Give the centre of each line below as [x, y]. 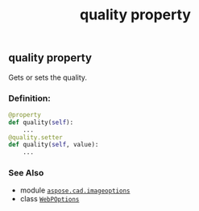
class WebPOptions [50, 199]
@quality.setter [35, 137]
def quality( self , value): [54, 145]
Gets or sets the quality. [48, 77]
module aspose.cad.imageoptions [75, 190]
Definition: [29, 98]
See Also [26, 173]
